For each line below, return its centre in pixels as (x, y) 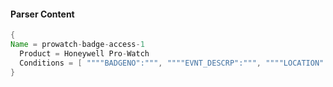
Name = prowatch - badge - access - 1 (77, 45)
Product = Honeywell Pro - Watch (84, 53)
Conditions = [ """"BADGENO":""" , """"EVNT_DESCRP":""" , (140, 63)
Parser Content (42, 14)
